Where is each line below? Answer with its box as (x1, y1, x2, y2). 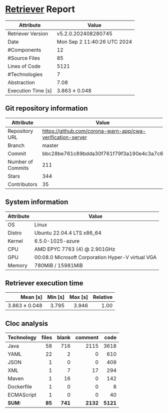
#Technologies (7, 71, 43, 78)
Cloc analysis (5, 319, 48, 328)
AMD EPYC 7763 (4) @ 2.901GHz (34, 246, 115, 253)
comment (75, 334, 99, 341)
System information (5, 198, 68, 207)
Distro (7, 229, 22, 236)
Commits (7, 164, 29, 171)
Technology (7, 334, 36, 341)
